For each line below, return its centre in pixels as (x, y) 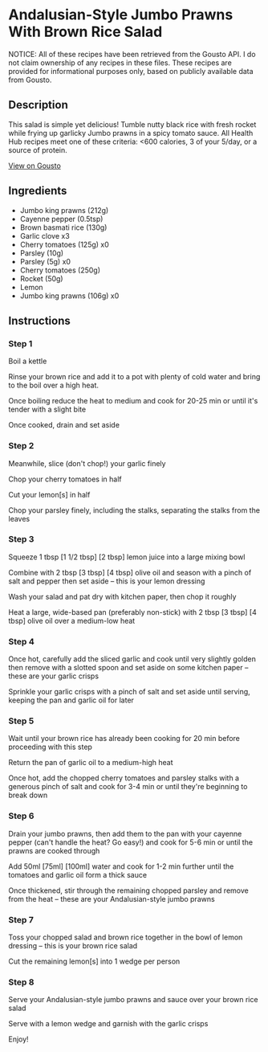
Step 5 (21, 721)
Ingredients (38, 191)
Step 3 (21, 539)
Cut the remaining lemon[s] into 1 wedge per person (94, 961)
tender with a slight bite (47, 409)
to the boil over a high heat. (53, 385)
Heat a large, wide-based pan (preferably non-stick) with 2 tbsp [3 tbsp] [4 (132, 612)
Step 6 (21, 816)
